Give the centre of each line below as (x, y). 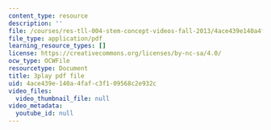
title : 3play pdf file (46, 76)
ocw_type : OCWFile (39, 61)
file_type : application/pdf (56, 38)
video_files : (30, 91)
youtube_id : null (45, 114)
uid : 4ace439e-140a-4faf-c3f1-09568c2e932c (83, 83)
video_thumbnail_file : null (63, 99)
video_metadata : (35, 106)
